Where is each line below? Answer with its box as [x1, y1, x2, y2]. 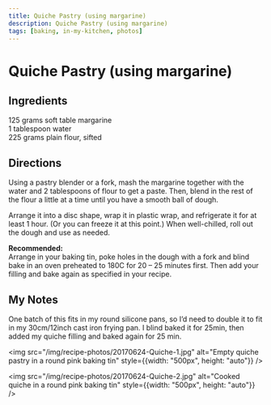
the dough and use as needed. [8, 228, 111, 237]
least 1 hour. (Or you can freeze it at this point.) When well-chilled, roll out [8, 220, 253, 229]
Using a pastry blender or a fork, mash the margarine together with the [8, 177, 244, 187]
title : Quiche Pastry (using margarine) [8, 11, 147, 20]
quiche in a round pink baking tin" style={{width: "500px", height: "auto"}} [8, 380, 256, 390]
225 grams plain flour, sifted [8, 133, 103, 143]
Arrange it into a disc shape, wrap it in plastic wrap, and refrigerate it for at [8, 211, 257, 220]
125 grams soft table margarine [8, 115, 112, 126]
